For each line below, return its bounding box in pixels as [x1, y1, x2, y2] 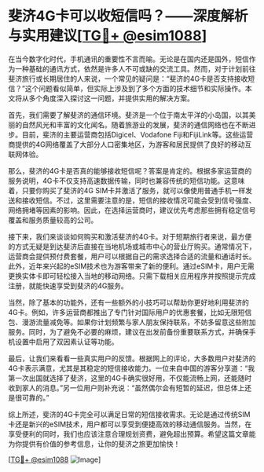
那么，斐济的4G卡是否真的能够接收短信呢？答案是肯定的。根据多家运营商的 [8, 166, 252, 175]
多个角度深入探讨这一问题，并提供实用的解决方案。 [28, 93, 194, 103]
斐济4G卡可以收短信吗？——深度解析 [8, 7, 248, 25]
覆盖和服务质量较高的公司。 [8, 215, 98, 225]
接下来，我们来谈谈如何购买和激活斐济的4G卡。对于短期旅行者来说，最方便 [8, 232, 252, 241]
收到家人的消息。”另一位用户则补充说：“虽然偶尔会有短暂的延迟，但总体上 [8, 382, 245, 393]
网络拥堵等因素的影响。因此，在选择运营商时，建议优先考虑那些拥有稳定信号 [8, 205, 256, 214]
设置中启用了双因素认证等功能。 [14, 337, 119, 346]
